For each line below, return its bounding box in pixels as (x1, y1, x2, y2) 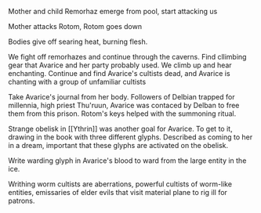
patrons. (8, 196, 35, 205)
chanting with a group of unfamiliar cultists (8, 78, 147, 86)
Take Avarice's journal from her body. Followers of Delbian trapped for (8, 92, 235, 101)
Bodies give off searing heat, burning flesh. (8, 37, 148, 46)
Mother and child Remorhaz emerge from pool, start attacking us (8, 7, 218, 16)
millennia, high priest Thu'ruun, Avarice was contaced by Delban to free (8, 101, 240, 110)
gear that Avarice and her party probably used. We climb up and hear (8, 60, 233, 70)
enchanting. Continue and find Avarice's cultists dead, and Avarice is (8, 69, 230, 78)
